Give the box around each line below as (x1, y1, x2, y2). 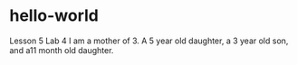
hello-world (9, 5, 100, 26)
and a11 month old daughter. (9, 44, 114, 55)
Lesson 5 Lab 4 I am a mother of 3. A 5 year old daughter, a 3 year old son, (9, 35, 289, 46)
